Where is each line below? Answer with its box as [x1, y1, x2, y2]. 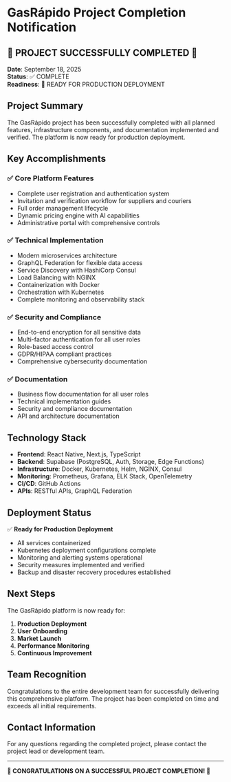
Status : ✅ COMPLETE [7, 72, 70, 81]
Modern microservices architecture [16, 251, 118, 260]
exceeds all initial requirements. [7, 701, 97, 710]
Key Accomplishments [7, 153, 107, 165]
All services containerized [16, 539, 91, 547]
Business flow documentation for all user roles [16, 390, 149, 399]
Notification [7, 19, 77, 35]
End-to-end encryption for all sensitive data [16, 328, 141, 337]
